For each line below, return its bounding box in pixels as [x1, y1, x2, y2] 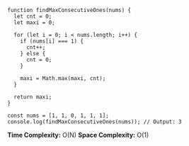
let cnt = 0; [13, 13, 52, 20]
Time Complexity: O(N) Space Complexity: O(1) [7, 131, 149, 139]
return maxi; [13, 94, 52, 101]
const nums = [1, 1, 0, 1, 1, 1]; [7, 112, 110, 119]
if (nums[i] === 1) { [20, 38, 84, 45]
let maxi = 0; [13, 19, 55, 26]
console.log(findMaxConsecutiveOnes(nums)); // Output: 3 [7, 118, 182, 125]
